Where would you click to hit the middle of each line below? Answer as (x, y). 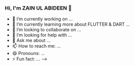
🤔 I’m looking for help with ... (42, 35)
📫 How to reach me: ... (36, 46)
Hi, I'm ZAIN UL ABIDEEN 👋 (38, 8)
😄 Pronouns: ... (29, 53)
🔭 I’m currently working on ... (42, 19)
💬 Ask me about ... (31, 40)
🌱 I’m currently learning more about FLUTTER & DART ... (71, 24)
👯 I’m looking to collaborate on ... (47, 30)
